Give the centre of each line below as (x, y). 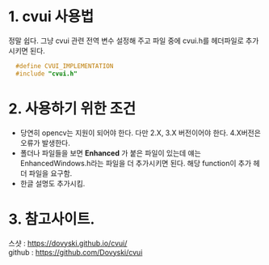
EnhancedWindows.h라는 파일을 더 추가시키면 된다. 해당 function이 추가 (136, 163)
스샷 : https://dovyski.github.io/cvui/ (68, 243)
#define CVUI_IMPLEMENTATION (65, 66)
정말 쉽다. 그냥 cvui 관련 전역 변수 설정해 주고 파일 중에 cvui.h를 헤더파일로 (126, 41)
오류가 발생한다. (45, 143)
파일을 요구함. (50, 173)
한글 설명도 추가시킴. (53, 183)
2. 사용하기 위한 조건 (72, 108)
